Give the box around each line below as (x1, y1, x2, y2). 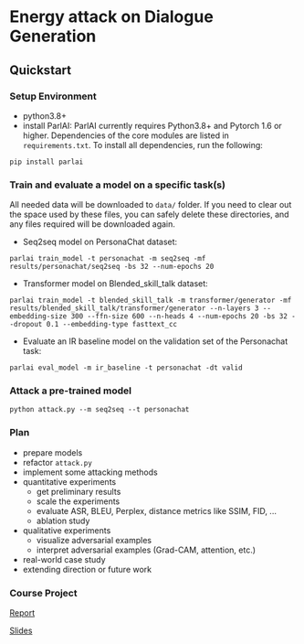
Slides (9, 625, 33, 637)
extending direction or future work (22, 563, 152, 574)
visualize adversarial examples (36, 534, 152, 545)
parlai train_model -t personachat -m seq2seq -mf (9, 254, 206, 263)
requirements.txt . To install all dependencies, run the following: (22, 139, 263, 150)
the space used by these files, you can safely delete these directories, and (9, 209, 289, 220)
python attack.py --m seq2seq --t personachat (9, 405, 190, 414)
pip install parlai (9, 157, 84, 166)
